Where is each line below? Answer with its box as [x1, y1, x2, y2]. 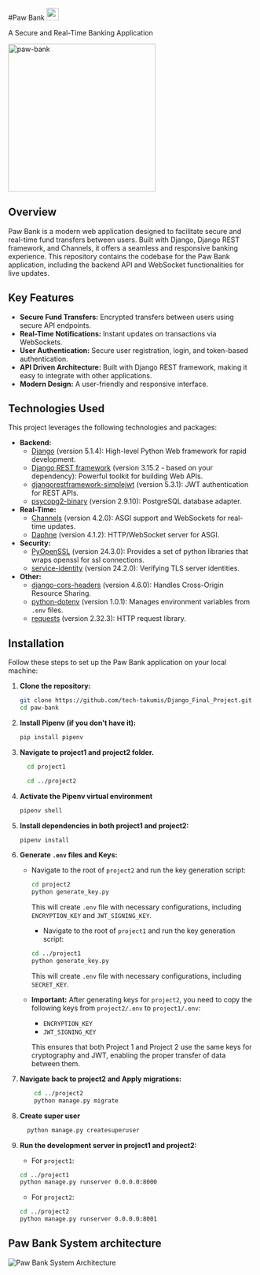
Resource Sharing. [31, 589, 92, 598]
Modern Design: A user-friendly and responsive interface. [19, 379, 209, 388]
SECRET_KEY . [31, 979, 69, 989]
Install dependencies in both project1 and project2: [19, 820, 189, 831]
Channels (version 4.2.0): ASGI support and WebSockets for [31, 513, 226, 523]
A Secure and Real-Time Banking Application [8, 28, 153, 37]
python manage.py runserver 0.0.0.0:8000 [19, 1178, 157, 1186]
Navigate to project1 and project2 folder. [19, 747, 155, 756]
